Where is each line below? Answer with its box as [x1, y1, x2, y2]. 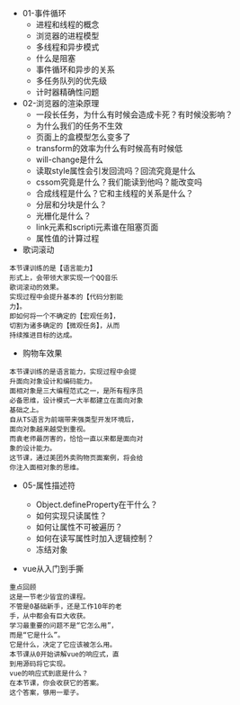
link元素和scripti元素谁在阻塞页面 [35, 221, 159, 232]
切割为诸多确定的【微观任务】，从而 [9, 321, 120, 330]
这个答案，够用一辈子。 [9, 688, 84, 697]
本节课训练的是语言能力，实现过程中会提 [9, 367, 137, 376]
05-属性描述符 [22, 480, 76, 491]
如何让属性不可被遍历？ [35, 521, 123, 532]
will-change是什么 [35, 154, 103, 165]
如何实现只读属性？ [35, 511, 108, 520]
